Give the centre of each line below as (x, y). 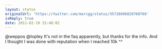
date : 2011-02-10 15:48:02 (32, 23)
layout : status (20, 9)
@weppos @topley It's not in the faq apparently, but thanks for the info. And (81, 37)
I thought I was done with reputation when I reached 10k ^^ (64, 42)
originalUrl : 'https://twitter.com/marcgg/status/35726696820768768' (77, 14)
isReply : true (19, 18)
